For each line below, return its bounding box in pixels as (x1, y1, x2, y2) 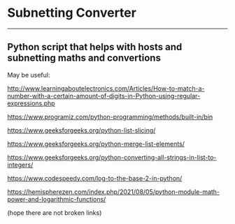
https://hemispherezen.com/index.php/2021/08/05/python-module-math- (7, 187, 220, 196)
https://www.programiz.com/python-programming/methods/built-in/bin (7, 112, 213, 121)
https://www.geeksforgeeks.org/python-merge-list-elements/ (7, 140, 185, 148)
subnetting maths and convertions (7, 52, 161, 64)
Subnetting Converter (7, 5, 136, 21)
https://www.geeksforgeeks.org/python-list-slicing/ (7, 126, 156, 134)
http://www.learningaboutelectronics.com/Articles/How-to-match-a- (7, 84, 205, 92)
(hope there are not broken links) (7, 208, 102, 217)
